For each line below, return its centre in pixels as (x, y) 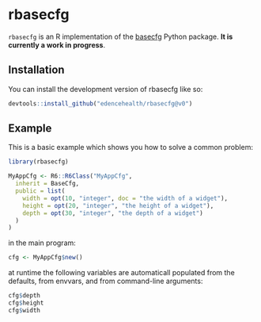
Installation (36, 70)
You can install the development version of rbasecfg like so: (106, 89)
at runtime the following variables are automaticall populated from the (121, 273)
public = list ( (40, 191)
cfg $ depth (25, 296)
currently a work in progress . (57, 44)
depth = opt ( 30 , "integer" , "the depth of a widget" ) (113, 213)
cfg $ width (25, 310)
